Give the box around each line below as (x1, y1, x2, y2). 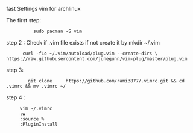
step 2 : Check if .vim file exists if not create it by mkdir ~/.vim (6, 39, 160, 46)
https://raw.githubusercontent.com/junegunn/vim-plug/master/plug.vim (6, 56, 188, 62)
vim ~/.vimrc (19, 105, 52, 111)
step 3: (6, 66, 24, 73)
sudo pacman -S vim (33, 28, 83, 34)
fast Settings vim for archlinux (6, 5, 81, 12)
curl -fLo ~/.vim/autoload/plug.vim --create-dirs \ (22, 51, 158, 57)
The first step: (6, 17, 41, 23)
